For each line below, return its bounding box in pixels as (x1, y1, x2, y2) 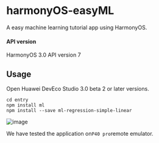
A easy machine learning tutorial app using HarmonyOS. (6, 24, 147, 31)
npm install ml (6, 102, 45, 108)
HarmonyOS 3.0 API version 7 (6, 51, 81, 58)
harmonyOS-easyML (6, 4, 115, 18)
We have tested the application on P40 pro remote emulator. (6, 130, 154, 137)
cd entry (6, 97, 29, 103)
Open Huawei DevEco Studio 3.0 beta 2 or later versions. (6, 85, 149, 92)
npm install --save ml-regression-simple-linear (6, 107, 132, 113)
